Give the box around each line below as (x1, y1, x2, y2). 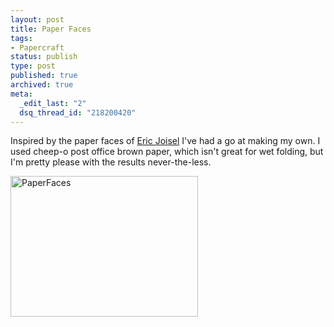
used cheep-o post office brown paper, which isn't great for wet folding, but (10, 146, 324, 158)
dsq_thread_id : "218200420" (19, 107, 137, 118)
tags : (10, 33, 33, 43)
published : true (10, 71, 78, 81)
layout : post (10, 14, 65, 25)
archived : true (10, 80, 74, 90)
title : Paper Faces (10, 24, 92, 34)
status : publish (10, 52, 78, 62)
